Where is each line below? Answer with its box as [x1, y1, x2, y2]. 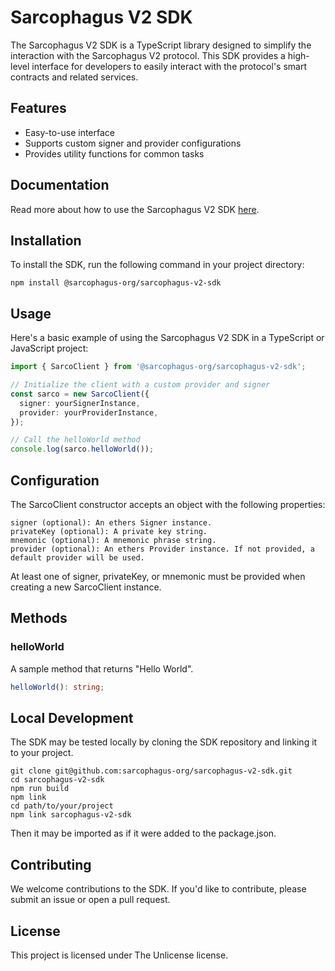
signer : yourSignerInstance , [19, 398, 141, 408]
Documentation [10, 177, 110, 194]
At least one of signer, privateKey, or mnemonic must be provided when [10, 571, 306, 582]
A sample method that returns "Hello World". [10, 662, 194, 675]
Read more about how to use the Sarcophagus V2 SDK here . [10, 203, 260, 215]
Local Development [10, 709, 134, 726]
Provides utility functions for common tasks [24, 147, 205, 160]
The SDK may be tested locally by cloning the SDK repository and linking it [10, 736, 318, 748]
